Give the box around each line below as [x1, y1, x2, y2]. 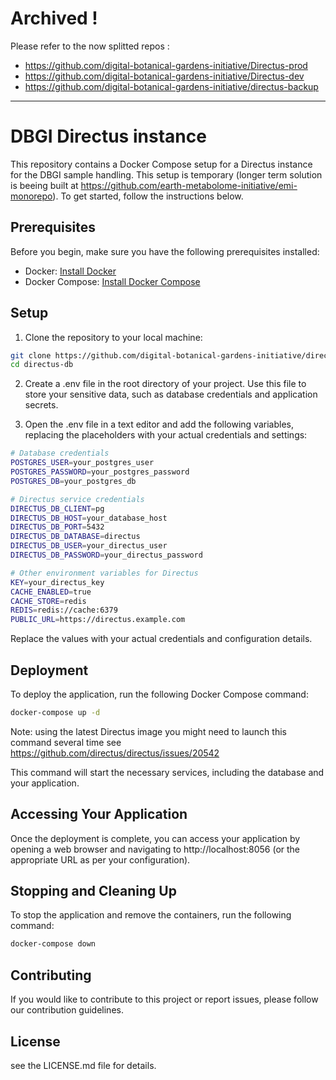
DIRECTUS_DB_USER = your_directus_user [10, 541, 168, 551]
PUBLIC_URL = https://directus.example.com [10, 615, 186, 625]
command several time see [10, 736, 122, 748]
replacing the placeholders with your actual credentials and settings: [24, 429, 308, 441]
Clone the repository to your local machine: [24, 331, 203, 343]
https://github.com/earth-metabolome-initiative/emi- [80, 179, 298, 191]
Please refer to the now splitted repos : [10, 40, 170, 52]
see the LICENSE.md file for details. [10, 1059, 157, 1071]
